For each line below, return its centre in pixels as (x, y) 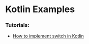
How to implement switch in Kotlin (48, 36)
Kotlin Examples (40, 9)
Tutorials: (17, 25)
